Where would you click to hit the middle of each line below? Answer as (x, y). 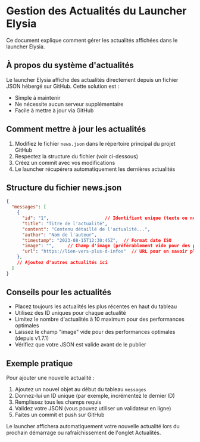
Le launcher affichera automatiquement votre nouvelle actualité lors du (93, 426)
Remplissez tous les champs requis (58, 402)
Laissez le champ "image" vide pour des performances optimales (95, 332)
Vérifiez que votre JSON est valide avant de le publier (80, 345)
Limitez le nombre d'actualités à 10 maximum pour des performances (99, 319)
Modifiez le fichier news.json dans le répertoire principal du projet (95, 143)
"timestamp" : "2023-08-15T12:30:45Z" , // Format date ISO (96, 240)
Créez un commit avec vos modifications (65, 162)
